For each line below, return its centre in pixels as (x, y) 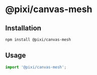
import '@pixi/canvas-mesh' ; (36, 67)
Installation (23, 28)
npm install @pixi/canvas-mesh (38, 40)
